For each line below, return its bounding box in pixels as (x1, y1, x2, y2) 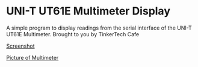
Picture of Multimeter (6, 54, 59, 61)
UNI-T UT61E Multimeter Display (6, 4, 170, 18)
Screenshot (6, 42, 35, 49)
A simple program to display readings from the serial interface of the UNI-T (6, 24, 193, 31)
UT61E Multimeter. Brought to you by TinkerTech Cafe (6, 30, 140, 37)
